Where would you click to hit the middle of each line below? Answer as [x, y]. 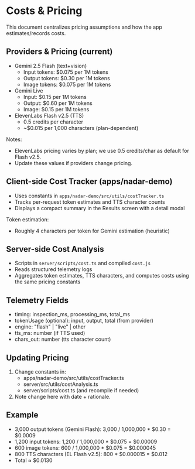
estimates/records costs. [36, 33]
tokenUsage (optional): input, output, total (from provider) [84, 321]
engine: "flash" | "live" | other [50, 327]
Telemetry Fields [37, 300]
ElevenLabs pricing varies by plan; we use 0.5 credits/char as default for [102, 150]
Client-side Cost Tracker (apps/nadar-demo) [89, 182]
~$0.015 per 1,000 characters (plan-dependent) [81, 128]
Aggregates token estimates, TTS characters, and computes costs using [102, 276]
